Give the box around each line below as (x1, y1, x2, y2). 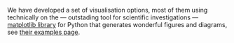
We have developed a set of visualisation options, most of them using (7, 6, 208, 14)
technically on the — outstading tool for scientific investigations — (7, 13, 199, 21)
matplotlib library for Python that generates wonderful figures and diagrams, (7, 21, 228, 28)
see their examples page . (7, 28, 81, 36)
